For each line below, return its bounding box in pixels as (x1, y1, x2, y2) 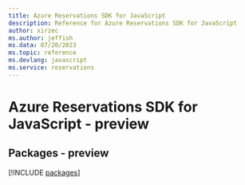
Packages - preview (8, 147, 109, 160)
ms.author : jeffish (8, 33, 73, 42)
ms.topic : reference (8, 49, 77, 57)
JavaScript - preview (8, 115, 150, 132)
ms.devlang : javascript (8, 57, 88, 65)
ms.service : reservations (8, 64, 94, 72)
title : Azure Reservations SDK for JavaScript (8, 11, 166, 20)
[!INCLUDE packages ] (8, 167, 81, 177)
